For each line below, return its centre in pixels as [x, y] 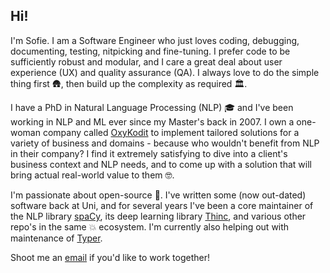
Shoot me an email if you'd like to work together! [110, 257]
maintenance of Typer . [56, 238]
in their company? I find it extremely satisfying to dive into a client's [149, 153]
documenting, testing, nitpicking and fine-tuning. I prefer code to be [150, 51]
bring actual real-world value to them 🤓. [92, 175]
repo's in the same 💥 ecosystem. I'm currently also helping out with [150, 226]
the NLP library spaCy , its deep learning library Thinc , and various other [158, 216]
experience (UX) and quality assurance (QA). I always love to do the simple [165, 72]
